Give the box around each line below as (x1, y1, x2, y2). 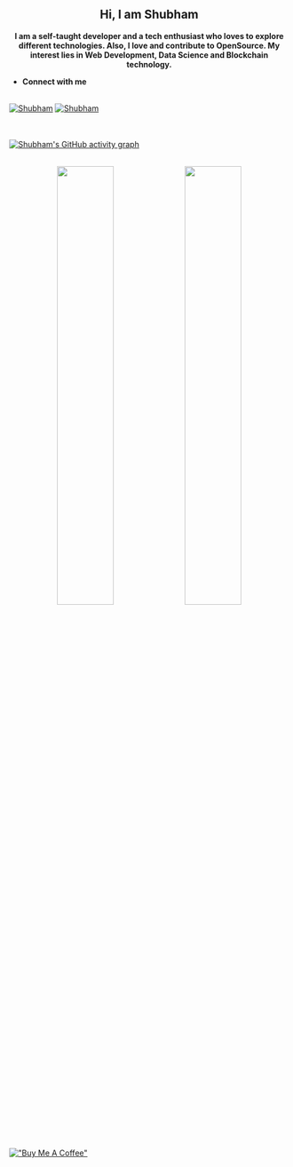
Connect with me (21, 75, 87, 87)
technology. (126, 59, 172, 69)
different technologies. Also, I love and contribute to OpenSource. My (18, 40, 281, 51)
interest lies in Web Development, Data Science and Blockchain (29, 49, 269, 60)
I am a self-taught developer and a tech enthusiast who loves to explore (14, 30, 284, 41)
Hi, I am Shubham (99, 7, 199, 22)
